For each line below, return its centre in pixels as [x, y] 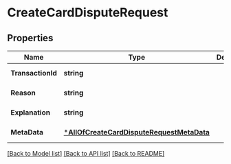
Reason [23, 93]
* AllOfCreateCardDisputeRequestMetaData [136, 132]
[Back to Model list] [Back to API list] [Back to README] [86, 153]
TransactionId [34, 73]
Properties [30, 38]
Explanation [30, 113]
